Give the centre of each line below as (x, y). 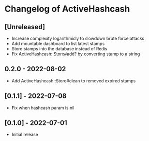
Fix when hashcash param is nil (43, 108)
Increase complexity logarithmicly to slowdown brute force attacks (78, 38)
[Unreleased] (25, 27)
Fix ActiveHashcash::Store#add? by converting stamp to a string (76, 54)
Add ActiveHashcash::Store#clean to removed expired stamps (74, 80)
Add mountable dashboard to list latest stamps (58, 44)
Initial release (25, 135)
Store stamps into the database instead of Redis (59, 49)
